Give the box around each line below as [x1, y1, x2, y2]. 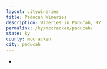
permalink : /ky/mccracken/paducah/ [6, 25, 93, 31]
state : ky [6, 31, 31, 37]
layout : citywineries [6, 8, 59, 15]
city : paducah [6, 42, 41, 48]
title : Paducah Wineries [6, 14, 67, 20]
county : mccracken [6, 36, 51, 42]
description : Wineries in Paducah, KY [6, 19, 101, 25]
